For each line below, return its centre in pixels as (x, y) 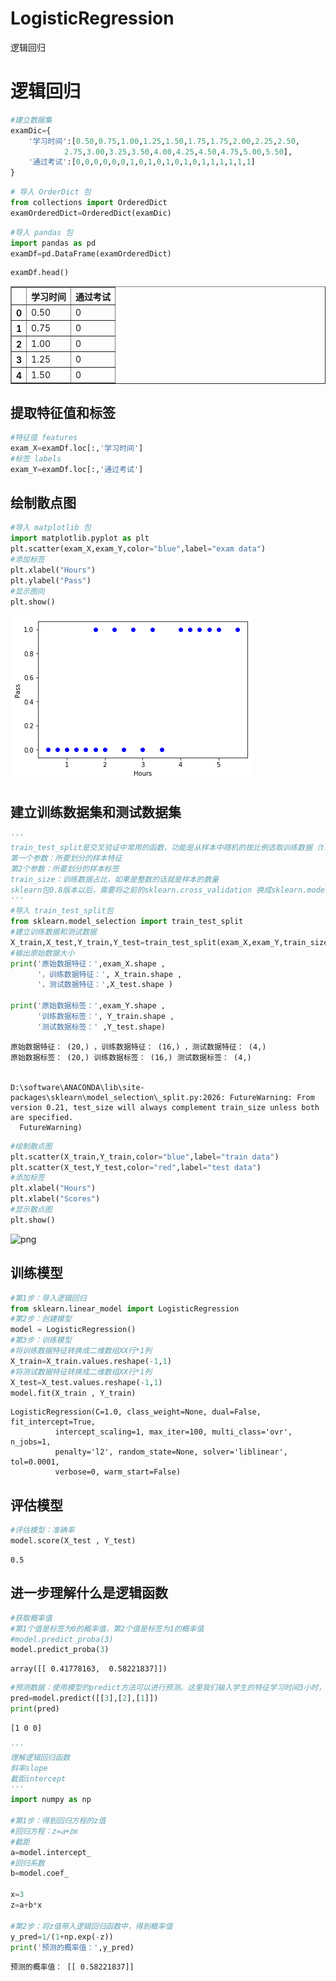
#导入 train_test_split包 (62, 911)
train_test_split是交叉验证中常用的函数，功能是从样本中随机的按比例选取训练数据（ (165, 848)
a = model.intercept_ (51, 1852)
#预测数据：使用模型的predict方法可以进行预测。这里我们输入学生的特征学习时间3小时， (168, 1688)
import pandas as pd (53, 243)
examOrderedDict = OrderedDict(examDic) (91, 213)
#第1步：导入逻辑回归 (48, 1298)
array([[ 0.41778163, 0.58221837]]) (89, 1669)
